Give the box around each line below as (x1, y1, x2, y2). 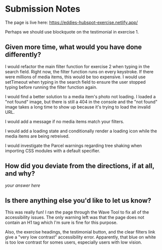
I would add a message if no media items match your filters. (5, 118, 125, 125)
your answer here (5, 182, 40, 188)
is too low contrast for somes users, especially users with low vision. (5, 239, 142, 245)
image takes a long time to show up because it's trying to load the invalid (5, 104, 151, 110)
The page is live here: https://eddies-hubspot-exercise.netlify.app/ (5, 19, 138, 25)
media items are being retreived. (5, 133, 70, 139)
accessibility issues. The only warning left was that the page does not (5, 214, 145, 220)
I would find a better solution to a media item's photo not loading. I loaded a (5, 93, 156, 99)
